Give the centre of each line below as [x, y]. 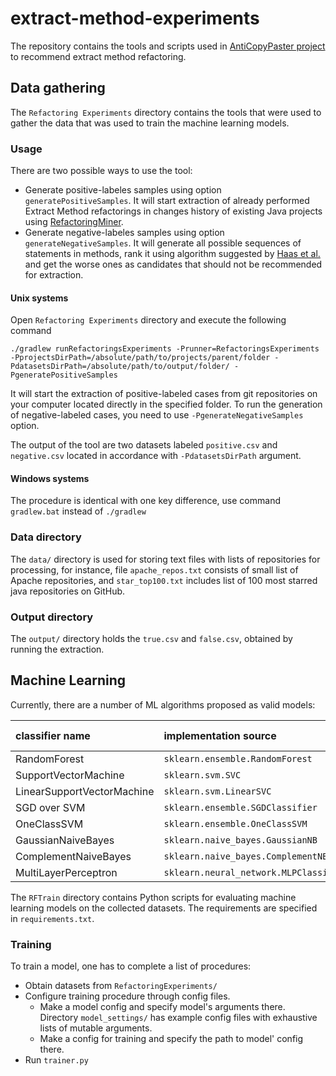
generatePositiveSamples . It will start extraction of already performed [167, 201]
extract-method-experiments [135, 18]
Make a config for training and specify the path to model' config [171, 1039]
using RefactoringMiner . [74, 222]
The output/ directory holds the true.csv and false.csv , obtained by [151, 639]
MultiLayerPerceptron [66, 872]
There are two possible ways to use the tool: [101, 171]
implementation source [220, 735]
